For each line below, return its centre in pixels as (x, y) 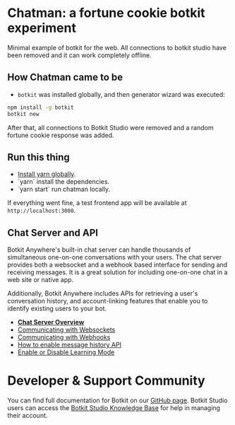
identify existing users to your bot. (57, 308)
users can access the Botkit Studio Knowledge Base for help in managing (114, 408)
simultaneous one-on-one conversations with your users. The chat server (115, 257)
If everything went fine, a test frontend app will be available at (97, 203)
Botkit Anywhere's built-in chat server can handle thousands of (99, 250)
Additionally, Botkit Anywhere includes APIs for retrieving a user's (103, 293)
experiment (42, 28)
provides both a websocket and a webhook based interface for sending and (117, 265)
